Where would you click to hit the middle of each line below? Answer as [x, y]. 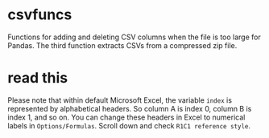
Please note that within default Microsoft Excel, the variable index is [120, 100]
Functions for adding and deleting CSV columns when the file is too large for [134, 37]
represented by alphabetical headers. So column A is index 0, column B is [130, 108]
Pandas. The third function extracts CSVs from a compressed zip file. [122, 45]
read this [38, 78]
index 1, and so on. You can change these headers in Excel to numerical [126, 117]
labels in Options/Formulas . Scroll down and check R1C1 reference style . [129, 125]
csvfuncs [40, 15]
